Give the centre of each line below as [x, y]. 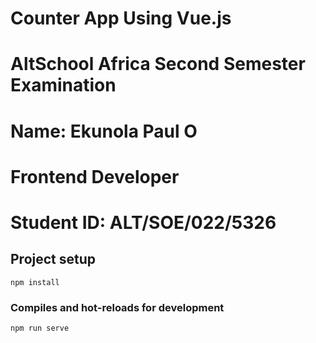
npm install [35, 282]
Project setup [53, 259]
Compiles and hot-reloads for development [117, 307]
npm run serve [40, 328]
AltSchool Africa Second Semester [158, 64]
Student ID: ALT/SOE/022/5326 [143, 222]
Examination [63, 85]
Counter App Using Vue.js [121, 18]
